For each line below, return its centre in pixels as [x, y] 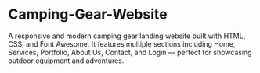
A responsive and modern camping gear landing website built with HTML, [127, 36]
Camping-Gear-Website [88, 14]
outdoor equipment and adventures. [66, 61]
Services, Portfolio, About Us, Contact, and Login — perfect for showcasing [130, 52]
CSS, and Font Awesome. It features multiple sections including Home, [122, 43]
